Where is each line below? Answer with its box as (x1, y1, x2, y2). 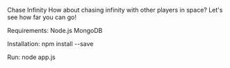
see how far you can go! (7, 13, 76, 21)
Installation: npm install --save (7, 40, 94, 47)
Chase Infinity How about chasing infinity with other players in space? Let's (7, 6, 223, 14)
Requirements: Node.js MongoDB (7, 27, 103, 34)
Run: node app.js (7, 53, 56, 61)
